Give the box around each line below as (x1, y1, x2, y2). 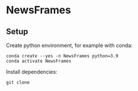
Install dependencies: (6, 68, 58, 75)
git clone (6, 79, 30, 85)
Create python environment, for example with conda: (6, 42, 133, 49)
